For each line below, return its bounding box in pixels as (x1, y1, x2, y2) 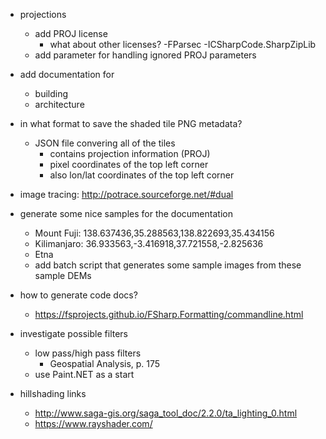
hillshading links (19, 388, 87, 399)
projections (19, 9, 67, 20)
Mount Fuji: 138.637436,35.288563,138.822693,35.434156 (34, 227, 275, 239)
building (34, 88, 69, 99)
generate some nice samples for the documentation (19, 208, 233, 219)
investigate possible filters (19, 328, 128, 339)
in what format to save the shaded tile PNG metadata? (19, 118, 243, 129)
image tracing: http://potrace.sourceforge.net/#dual (19, 189, 234, 200)
